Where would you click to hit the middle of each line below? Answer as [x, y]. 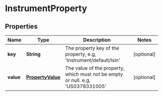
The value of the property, [95, 68]
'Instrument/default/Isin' [93, 60]
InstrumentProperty [46, 8]
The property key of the [92, 48]
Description [97, 40]
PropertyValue [43, 77]
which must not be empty [94, 74]
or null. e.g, [78, 80]
